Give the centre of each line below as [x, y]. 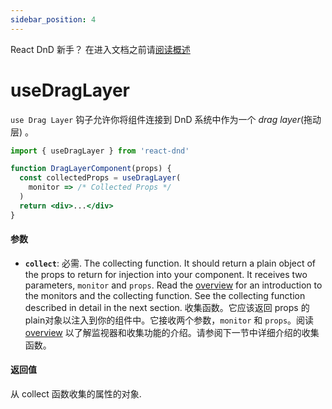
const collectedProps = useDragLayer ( [100, 178]
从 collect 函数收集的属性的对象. [76, 394]
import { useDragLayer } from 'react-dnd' [100, 151]
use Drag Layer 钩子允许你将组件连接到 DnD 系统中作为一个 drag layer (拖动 [166, 119]
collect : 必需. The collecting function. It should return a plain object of [170, 263]
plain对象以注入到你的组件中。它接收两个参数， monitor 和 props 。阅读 [169, 320]
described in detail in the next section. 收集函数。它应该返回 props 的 [167, 307]
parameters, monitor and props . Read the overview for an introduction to [173, 285]
